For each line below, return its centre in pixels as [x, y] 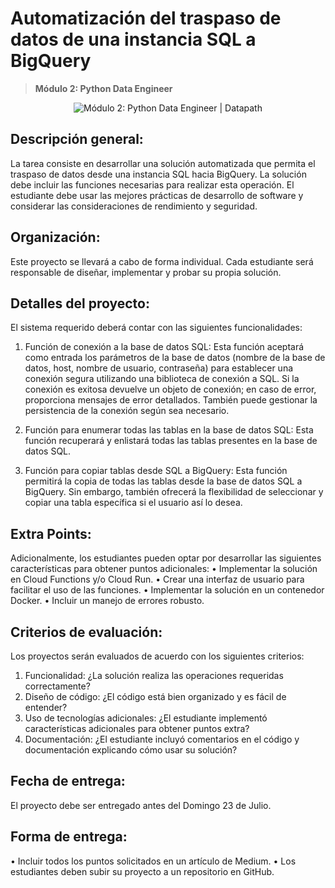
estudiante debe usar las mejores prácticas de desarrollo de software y [157, 195]
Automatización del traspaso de [146, 18]
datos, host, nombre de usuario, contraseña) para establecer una [159, 368]
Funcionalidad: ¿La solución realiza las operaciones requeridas [154, 675]
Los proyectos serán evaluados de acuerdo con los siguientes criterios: [157, 656]
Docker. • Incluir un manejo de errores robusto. [107, 601]
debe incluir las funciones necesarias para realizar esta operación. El [152, 184]
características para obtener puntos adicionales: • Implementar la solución [164, 569]
